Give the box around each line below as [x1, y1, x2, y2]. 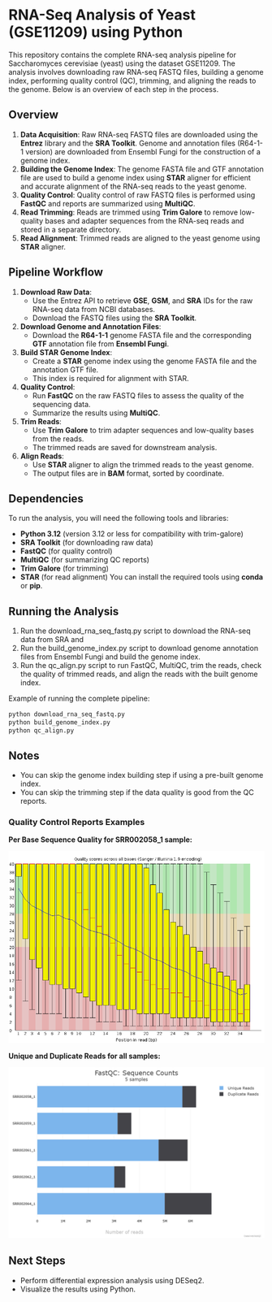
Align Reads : [19, 451, 65, 461]
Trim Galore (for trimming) [19, 563, 110, 574]
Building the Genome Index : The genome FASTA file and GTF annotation [19, 164, 264, 174]
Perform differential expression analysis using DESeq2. [19, 1275, 205, 1285]
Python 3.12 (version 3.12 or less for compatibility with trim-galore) [19, 529, 244, 539]
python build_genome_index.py [8, 718, 111, 727]
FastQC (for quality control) [19, 546, 113, 556]
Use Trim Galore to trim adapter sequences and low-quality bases [32, 425, 254, 435]
